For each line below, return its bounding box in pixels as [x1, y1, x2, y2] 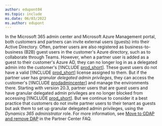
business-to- [125, 44, 151, 50]
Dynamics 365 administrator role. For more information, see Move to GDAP [5, 111, 155, 116]
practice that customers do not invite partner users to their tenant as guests [5, 100, 156, 106]
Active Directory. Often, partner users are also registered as [5, 44, 124, 50]
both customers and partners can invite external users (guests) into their [5, 39, 150, 45]
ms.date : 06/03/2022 [5, 16, 47, 21]
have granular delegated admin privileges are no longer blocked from [5, 90, 143, 96]
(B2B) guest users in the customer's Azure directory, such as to [24, 49, 151, 55]
